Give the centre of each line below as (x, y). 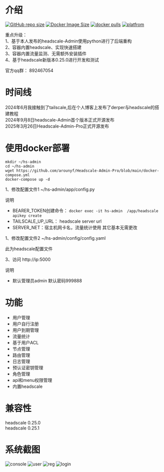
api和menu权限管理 (32, 380)
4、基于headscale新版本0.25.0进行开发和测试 (52, 60)
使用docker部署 (37, 148)
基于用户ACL (25, 342)
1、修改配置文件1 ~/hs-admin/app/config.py (50, 189)
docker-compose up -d (28, 179)
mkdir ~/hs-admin (23, 162)
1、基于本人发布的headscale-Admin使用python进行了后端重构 (69, 41)
